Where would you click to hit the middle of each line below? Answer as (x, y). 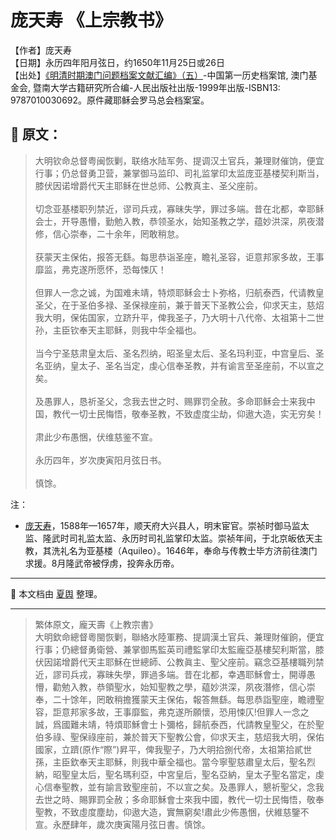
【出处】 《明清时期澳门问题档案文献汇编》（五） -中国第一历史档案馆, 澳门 (159, 75)
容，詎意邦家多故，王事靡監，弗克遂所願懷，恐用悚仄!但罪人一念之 (172, 712)
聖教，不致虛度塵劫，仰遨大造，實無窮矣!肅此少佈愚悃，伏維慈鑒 (167, 812)
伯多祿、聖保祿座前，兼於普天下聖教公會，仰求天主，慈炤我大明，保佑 (179, 737)
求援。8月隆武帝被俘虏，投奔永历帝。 (102, 563)
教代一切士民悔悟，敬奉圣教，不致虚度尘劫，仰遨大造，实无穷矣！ (188, 413)
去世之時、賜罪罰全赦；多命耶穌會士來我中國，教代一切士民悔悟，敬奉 (179, 799)
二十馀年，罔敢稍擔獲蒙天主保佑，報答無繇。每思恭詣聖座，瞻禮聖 (188, 699)
